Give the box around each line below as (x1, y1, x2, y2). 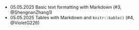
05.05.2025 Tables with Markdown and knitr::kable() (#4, (10, 15, 134, 20)
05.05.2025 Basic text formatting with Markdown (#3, (10, 4, 122, 10)
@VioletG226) (10, 20, 40, 26)
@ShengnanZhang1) (10, 9, 53, 15)
